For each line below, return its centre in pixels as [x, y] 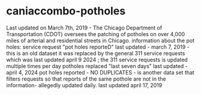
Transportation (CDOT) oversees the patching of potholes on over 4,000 [96, 34]
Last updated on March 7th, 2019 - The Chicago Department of [84, 28]
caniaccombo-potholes [66, 11]
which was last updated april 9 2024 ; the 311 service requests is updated [97, 60]
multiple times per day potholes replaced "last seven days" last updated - [97, 66]
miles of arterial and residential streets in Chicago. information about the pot [100, 40]
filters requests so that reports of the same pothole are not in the [86, 79]
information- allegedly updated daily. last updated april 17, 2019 [84, 85]
